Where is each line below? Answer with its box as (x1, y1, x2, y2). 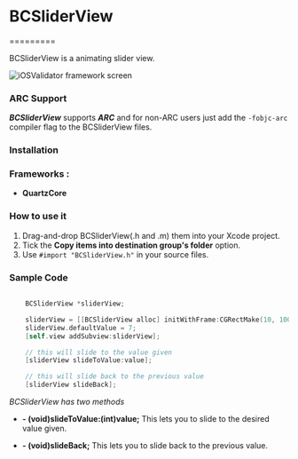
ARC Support (9, 91, 67, 104)
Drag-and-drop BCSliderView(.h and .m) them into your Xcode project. (21, 230, 281, 241)
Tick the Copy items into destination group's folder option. (21, 240, 241, 250)
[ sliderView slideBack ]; (25, 380, 117, 390)
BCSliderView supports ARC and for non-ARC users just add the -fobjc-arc (9, 113, 288, 123)
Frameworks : (9, 168, 70, 180)
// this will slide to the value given (25, 348, 173, 357)
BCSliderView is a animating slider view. (9, 52, 155, 63)
